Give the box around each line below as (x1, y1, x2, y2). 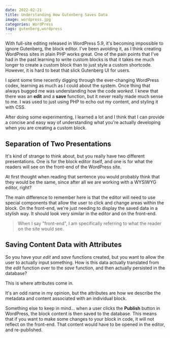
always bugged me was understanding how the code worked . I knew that (5, 88, 158, 94)
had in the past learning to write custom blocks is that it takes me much (5, 56, 155, 63)
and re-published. (5, 326, 43, 333)
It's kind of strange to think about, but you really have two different (5, 153, 145, 159)
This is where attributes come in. (5, 280, 74, 286)
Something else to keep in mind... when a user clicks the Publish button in (5, 305, 160, 311)
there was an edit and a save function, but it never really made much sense (5, 94, 163, 100)
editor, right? (5, 184, 32, 191)
